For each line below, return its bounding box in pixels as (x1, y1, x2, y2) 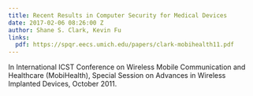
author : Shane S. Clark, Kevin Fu (8, 26, 122, 34)
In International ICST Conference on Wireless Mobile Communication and (8, 62, 246, 72)
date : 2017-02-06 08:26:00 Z (8, 19, 104, 27)
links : (8, 33, 30, 42)
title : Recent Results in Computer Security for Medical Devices (8, 11, 227, 20)
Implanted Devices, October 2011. (8, 79, 117, 89)
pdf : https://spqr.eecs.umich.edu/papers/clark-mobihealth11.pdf (15, 41, 235, 49)
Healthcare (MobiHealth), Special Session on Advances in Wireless (8, 71, 226, 80)
